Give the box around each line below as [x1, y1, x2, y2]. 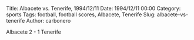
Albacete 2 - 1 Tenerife [6, 28, 62, 35]
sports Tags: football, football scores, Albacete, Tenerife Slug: [6, 11, 156, 18]
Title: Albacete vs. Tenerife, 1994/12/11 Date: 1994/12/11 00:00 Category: [6, 5, 181, 12]
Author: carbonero [26, 17, 71, 24]
